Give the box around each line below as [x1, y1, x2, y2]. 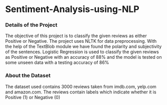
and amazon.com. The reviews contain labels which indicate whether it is [5, 89, 156, 95]
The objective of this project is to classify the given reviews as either [5, 33, 147, 39]
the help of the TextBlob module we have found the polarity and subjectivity [5, 44, 162, 50]
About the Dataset [5, 72, 51, 79]
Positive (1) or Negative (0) [5, 94, 61, 100]
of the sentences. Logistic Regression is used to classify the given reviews [5, 49, 159, 55]
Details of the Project [5, 22, 58, 29]
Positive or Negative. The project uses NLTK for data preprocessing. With [5, 38, 157, 44]
